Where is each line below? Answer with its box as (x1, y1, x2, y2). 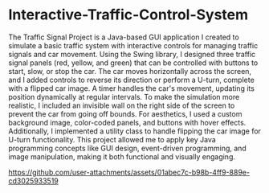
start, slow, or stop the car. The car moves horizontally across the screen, (8, 66, 251, 76)
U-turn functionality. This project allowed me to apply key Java (8, 134, 217, 144)
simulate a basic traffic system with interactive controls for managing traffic (8, 40, 259, 50)
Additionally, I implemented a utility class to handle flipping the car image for (8, 126, 261, 136)
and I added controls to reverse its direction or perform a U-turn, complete (8, 75, 255, 84)
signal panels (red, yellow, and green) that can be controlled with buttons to (8, 58, 259, 68)
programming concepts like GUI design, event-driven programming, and (8, 143, 247, 153)
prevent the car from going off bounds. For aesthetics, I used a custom (8, 109, 243, 118)
